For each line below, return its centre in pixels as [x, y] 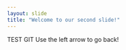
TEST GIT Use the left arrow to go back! [63, 39]
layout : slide [27, 13]
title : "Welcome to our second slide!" [64, 20]
